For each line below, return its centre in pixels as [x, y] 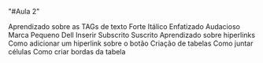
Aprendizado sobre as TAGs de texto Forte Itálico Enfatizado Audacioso [124, 26]
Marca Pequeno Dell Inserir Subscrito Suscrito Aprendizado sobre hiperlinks [132, 35]
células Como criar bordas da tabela [67, 52]
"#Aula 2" [24, 11]
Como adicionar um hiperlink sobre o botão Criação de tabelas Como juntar [131, 43]
